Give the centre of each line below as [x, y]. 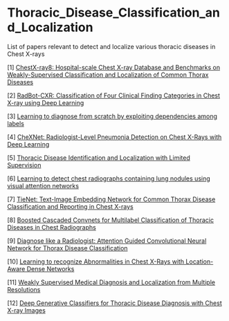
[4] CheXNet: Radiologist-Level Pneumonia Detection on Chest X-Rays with [114, 137]
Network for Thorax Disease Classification [67, 248]
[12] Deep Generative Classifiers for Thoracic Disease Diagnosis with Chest [115, 303]
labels [16, 123]
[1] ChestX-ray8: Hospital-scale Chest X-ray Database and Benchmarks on [113, 67]
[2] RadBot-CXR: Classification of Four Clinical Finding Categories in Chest [113, 95]
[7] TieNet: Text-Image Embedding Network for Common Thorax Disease [111, 199]
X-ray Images [27, 310]
